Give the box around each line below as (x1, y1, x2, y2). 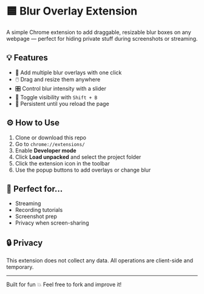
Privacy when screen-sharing (15, 219, 89, 226)
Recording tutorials (15, 206, 63, 214)
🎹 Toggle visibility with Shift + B (15, 93, 98, 100)
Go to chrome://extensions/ (15, 140, 85, 147)
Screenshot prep (15, 213, 58, 220)
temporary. (6, 264, 34, 271)
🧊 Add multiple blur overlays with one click (15, 69, 122, 76)
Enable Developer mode (15, 147, 77, 154)
